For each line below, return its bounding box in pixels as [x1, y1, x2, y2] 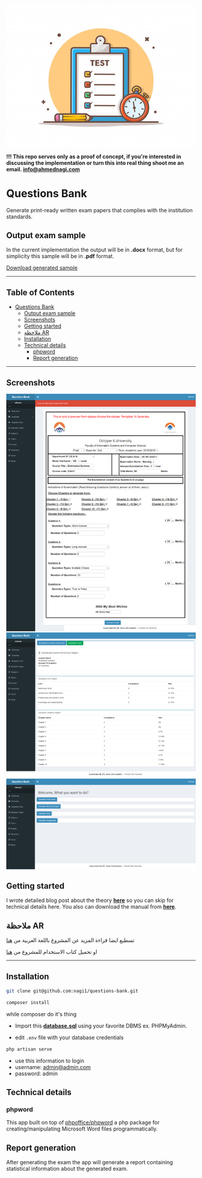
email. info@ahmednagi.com [6, 165, 80, 173]
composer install [6, 999, 50, 1005]
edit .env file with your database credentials [14, 1034, 124, 1041]
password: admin [14, 1070, 58, 1077]
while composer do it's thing [6, 1010, 77, 1017]
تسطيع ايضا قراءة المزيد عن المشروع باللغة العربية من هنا [6, 937, 135, 944]
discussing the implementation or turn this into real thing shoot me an [6, 159, 185, 167]
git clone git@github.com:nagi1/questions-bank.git [6, 988, 138, 994]
